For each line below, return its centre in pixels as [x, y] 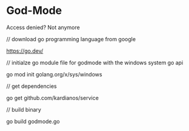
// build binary [24, 109]
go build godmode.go [33, 121]
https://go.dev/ [25, 51]
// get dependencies [31, 86]
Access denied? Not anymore [43, 27]
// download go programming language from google [71, 39]
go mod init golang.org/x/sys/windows [54, 74]
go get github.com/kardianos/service [52, 98]
